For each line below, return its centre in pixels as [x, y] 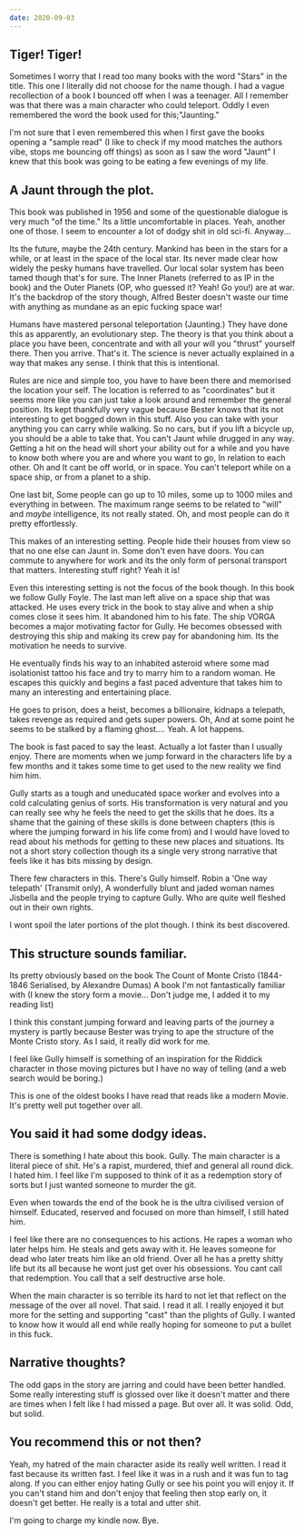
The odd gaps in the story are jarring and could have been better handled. [147, 1384]
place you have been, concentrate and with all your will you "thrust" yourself [152, 344]
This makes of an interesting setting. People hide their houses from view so [150, 541]
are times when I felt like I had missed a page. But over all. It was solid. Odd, [152, 1403]
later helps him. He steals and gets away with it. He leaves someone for [143, 1249]
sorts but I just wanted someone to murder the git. [103, 1184]
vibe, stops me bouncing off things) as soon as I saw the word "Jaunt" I [142, 152]
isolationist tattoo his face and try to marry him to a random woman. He [142, 673]
